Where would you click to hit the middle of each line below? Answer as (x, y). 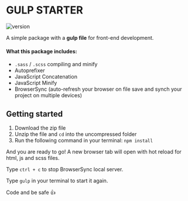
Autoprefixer (30, 70)
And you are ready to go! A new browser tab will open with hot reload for (94, 151)
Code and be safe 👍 (31, 192)
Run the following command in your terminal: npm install (84, 140)
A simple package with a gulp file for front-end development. (80, 38)
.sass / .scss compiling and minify (56, 64)
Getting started (35, 114)
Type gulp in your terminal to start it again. (57, 180)
